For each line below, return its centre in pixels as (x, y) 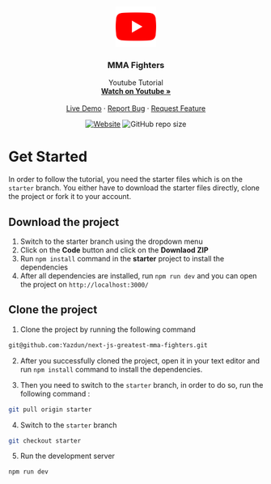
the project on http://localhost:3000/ (84, 285)
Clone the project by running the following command (108, 329)
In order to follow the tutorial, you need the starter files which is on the (125, 180)
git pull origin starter (50, 410)
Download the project (64, 222)
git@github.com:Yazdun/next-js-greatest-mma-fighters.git (108, 345)
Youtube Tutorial (136, 83)
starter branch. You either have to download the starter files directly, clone (134, 188)
